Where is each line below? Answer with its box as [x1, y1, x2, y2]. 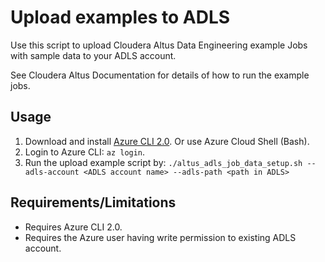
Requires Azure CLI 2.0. [24, 221, 123, 233]
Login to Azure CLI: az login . [24, 146, 146, 158]
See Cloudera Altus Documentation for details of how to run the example [10, 69, 310, 81]
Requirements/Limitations [10, 194, 177, 211]
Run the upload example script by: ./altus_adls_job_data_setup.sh [24, 156, 303, 168]
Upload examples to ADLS [10, 6, 231, 29]
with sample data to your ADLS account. [10, 49, 177, 61]
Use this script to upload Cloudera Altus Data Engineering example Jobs [10, 39, 308, 51]
